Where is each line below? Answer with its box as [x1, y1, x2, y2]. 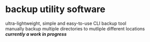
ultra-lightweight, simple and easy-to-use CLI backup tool [5, 20, 127, 26]
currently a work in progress [5, 31, 67, 37]
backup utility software [5, 4, 106, 15]
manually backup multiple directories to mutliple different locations [5, 25, 145, 31]
